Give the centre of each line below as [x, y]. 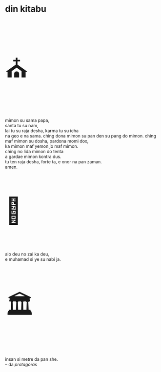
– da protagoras [21, 365]
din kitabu [26, 9]
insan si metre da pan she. [31, 359]
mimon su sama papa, [27, 120]
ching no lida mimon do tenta [34, 152]
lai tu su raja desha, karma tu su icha [42, 131]
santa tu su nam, [22, 126]
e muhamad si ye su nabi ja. [33, 259]
